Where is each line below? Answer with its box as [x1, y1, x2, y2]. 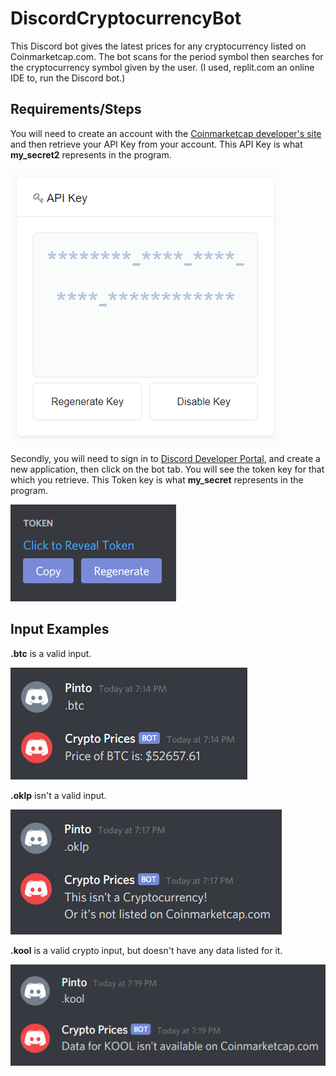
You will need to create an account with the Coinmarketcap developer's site [10, 127, 322, 139]
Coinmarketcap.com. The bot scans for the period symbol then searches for [10, 50, 324, 62]
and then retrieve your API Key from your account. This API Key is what [10, 138, 303, 150]
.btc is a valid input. [10, 647, 92, 659]
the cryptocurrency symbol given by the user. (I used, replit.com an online [10, 61, 315, 73]
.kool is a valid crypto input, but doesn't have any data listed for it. [10, 944, 283, 956]
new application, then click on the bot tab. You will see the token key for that [10, 463, 325, 475]
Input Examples [10, 621, 110, 638]
